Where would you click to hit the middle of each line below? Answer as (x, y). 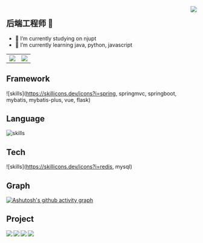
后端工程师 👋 (30, 24)
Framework (28, 79)
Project (20, 219)
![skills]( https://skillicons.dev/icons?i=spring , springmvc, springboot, (92, 93)
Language (26, 119)
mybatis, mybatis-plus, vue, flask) (48, 99)
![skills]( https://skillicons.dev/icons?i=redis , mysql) (69, 167)
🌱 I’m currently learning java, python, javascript (74, 45)
